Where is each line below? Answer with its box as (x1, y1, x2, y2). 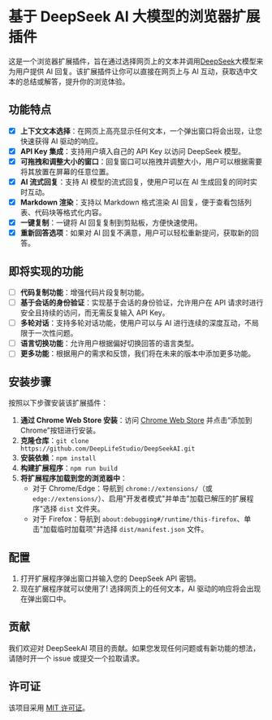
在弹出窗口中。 (19, 594, 71, 604)
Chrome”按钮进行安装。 (19, 425, 100, 436)
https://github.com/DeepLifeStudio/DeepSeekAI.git (19, 445, 196, 453)
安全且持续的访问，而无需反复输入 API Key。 (19, 308, 170, 318)
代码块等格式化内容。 (34, 208, 106, 217)
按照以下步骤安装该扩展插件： (8, 398, 108, 408)
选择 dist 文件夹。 (43, 504, 105, 514)
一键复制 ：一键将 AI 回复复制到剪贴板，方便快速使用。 (19, 217, 203, 228)
